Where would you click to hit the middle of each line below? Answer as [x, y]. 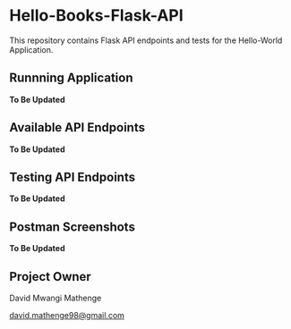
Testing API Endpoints [73, 177]
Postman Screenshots [73, 227]
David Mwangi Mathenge [56, 298]
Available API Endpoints [77, 127]
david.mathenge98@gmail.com [67, 315]
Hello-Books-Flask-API [96, 16]
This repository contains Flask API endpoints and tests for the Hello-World [146, 40]
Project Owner [50, 277]
